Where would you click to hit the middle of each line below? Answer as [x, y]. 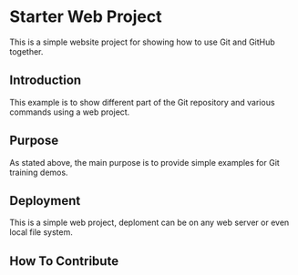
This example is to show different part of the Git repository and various [142, 102]
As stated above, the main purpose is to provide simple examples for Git [144, 162]
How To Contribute [64, 261]
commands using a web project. [70, 112]
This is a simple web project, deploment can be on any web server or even [149, 223]
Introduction [46, 81]
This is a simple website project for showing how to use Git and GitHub [142, 42]
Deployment [45, 201]
